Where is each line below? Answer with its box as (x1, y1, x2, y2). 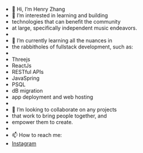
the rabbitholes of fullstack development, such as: (11, 43, 134, 50)
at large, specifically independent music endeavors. (11, 24, 137, 31)
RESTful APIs (11, 69, 44, 75)
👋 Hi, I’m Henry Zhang (11, 6, 65, 12)
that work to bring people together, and (11, 112, 107, 119)
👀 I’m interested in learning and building (11, 12, 108, 19)
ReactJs (11, 62, 32, 69)
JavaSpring (11, 74, 40, 82)
